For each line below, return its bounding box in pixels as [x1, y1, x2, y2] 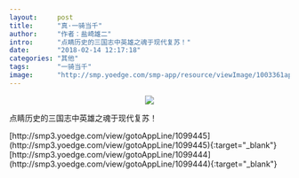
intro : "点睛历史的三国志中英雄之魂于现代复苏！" [9, 37, 191, 47]
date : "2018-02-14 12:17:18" [9, 46, 141, 55]
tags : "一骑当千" [9, 63, 92, 72]
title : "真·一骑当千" [9, 21, 102, 30]
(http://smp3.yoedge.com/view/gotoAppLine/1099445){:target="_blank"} [9, 139, 278, 151]
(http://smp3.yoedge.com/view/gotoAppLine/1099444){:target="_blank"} [9, 159, 278, 169]
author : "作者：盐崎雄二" [9, 29, 112, 38]
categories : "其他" [9, 54, 79, 63]
